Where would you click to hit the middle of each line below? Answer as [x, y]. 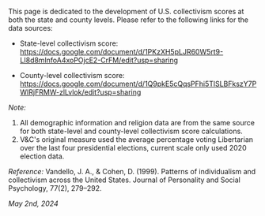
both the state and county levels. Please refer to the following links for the [129, 20]
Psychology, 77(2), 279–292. [55, 188]
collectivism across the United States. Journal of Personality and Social [125, 180]
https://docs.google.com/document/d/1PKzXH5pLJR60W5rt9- [121, 52]
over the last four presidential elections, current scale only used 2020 [133, 148]
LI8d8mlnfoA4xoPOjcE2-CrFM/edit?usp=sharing [99, 60]
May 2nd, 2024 [33, 203]
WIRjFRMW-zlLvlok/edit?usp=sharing [80, 92]
